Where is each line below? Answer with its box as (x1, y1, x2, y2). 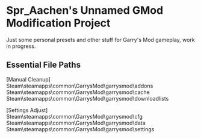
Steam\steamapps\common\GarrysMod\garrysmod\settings (6, 125, 155, 132)
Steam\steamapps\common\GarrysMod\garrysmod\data (6, 119, 146, 126)
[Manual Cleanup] (6, 75, 51, 83)
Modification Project (6, 16, 111, 30)
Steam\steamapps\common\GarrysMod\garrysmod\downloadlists (6, 95, 169, 102)
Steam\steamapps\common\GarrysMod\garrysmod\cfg (6, 113, 143, 120)
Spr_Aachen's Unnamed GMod (6, 4, 164, 17)
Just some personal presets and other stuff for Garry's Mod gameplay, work (6, 36, 196, 43)
